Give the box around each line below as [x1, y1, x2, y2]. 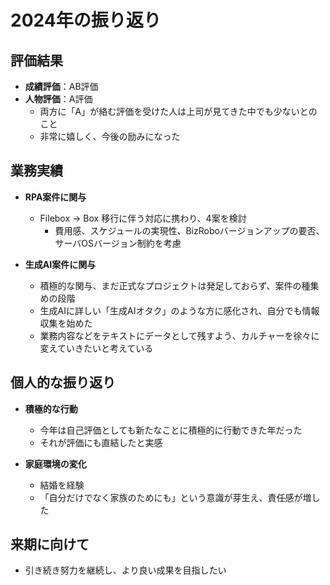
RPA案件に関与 [24, 191, 87, 203]
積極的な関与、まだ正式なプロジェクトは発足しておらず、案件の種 [39, 279, 311, 291]
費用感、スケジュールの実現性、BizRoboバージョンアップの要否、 [54, 224, 325, 236]
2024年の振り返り [10, 9, 162, 32]
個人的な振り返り [10, 374, 116, 391]
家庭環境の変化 [24, 457, 87, 470]
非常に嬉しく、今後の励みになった [39, 131, 181, 142]
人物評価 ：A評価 [24, 93, 93, 105]
